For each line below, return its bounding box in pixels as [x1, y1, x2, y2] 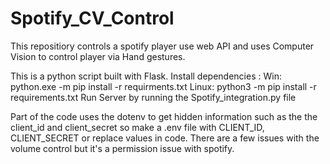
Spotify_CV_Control [10, 7, 175, 30]
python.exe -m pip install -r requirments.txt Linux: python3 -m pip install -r [10, 80, 317, 92]
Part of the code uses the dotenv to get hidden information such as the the [10, 110, 318, 122]
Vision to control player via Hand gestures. [10, 50, 186, 62]
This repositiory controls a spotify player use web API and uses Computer [10, 40, 315, 52]
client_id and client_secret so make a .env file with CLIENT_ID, [10, 121, 265, 133]
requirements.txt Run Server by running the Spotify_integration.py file [10, 91, 297, 103]
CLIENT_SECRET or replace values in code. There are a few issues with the [10, 132, 320, 144]
